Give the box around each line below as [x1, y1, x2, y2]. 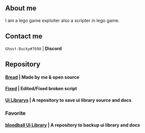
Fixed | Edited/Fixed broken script [5, 86, 77, 92]
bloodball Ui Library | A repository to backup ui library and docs [5, 122, 140, 128]
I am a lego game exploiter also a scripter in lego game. [5, 17, 120, 23]
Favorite [5, 109, 26, 116]
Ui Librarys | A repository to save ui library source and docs [5, 97, 132, 103]
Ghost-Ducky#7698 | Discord [5, 45, 62, 51]
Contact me [5, 32, 43, 41]
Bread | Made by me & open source [5, 74, 79, 80]
